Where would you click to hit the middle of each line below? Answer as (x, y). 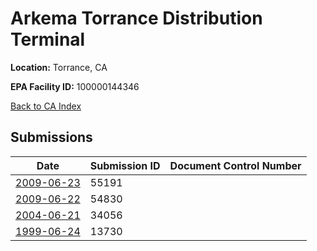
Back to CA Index (46, 106)
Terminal (48, 39)
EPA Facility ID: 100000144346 (75, 86)
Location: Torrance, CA (59, 67)
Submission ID (125, 165)
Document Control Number (235, 165)
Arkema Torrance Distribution (136, 18)
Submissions (51, 137)
